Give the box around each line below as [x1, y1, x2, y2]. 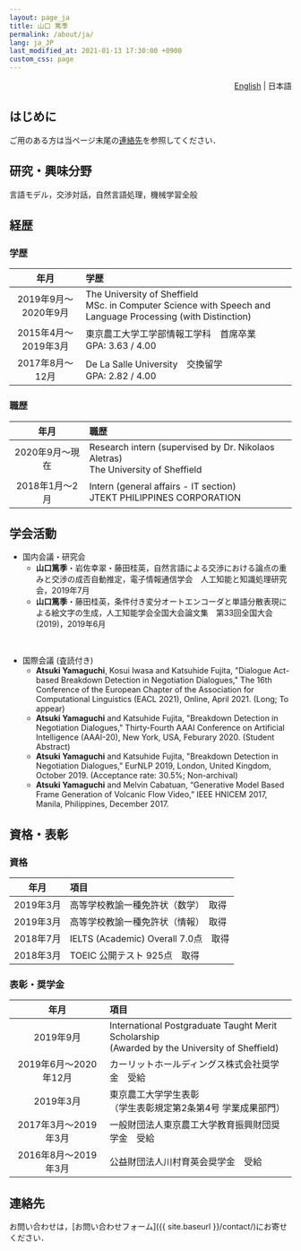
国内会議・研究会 [21, 552, 86, 562]
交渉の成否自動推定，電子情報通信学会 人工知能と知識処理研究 [51, 574, 288, 585]
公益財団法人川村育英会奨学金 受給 [108, 1156, 262, 1168]
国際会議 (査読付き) [21, 656, 94, 666]
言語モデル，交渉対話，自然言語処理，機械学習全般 [9, 189, 198, 200]
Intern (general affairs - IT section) [89, 480, 236, 492]
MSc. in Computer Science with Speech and [85, 300, 271, 312]
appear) [35, 703, 65, 714]
